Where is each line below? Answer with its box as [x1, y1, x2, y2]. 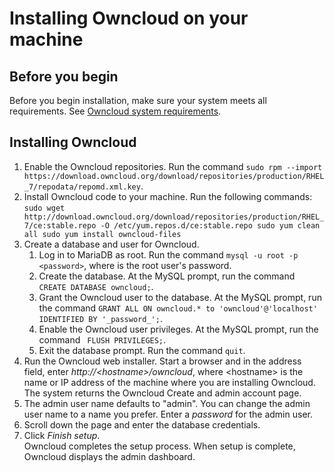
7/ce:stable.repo [23, 220, 97, 231]
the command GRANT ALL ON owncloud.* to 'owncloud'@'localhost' [38, 302, 318, 314]
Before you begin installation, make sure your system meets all [9, 95, 267, 106]
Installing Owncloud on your [9, 7, 249, 30]
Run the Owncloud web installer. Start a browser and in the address [23, 355, 302, 367]
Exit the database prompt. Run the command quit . [38, 344, 246, 356]
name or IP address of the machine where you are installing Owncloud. [23, 376, 316, 388]
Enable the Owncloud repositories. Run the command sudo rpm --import [23, 160, 323, 172]
